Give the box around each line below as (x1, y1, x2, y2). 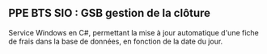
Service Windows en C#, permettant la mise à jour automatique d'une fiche (8, 27, 259, 37)
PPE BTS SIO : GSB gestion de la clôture (8, 6, 211, 20)
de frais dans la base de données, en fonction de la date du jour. (8, 36, 223, 46)
